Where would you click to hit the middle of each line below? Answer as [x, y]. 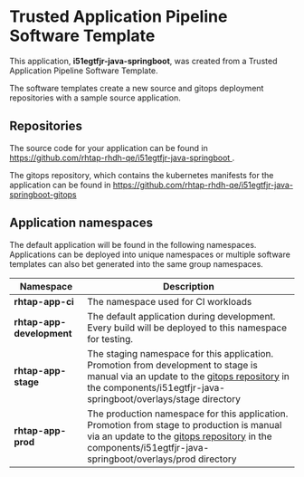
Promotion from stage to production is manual [185, 425]
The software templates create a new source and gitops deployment [137, 88]
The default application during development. [181, 316]
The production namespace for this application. [188, 414]
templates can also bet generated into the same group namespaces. [137, 263]
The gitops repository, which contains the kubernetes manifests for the [142, 175]
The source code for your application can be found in [109, 148]
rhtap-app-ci [44, 301]
